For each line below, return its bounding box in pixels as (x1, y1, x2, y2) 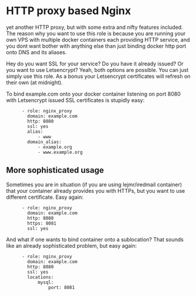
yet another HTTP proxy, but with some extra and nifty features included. (6, 24, 184, 31)
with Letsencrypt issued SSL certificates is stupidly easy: (6, 96, 145, 104)
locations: (27, 274, 54, 280)
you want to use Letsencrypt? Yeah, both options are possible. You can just (6, 66, 189, 73)
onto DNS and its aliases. (6, 48, 67, 55)
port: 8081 (48, 284, 75, 290)
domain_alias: (27, 139, 62, 145)
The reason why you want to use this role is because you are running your (6, 29, 186, 37)
